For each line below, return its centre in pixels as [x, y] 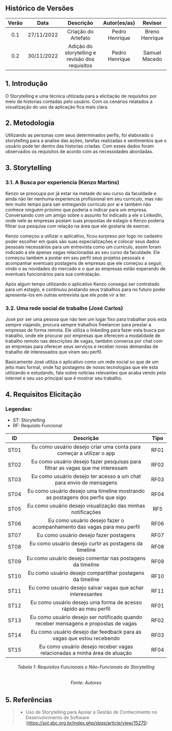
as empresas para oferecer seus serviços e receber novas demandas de [82, 347]
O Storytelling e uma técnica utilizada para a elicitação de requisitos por [81, 96]
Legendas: [19, 409]
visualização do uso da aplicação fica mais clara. [57, 107]
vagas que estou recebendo [86, 638]
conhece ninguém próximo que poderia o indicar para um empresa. [76, 210]
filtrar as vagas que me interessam [86, 468]
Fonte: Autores [86, 683]
